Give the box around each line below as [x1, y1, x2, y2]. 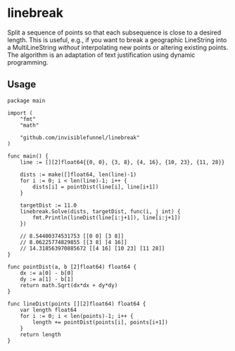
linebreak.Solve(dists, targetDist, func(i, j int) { [20, 208, 181, 215]
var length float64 [20, 306, 77, 314]
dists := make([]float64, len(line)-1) [20, 171, 137, 178]
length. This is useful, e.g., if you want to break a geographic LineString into [7, 35, 227, 44]
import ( [7, 109, 33, 117]
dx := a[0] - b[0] [20, 269, 74, 276]
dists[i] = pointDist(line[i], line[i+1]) [32, 183, 159, 191]
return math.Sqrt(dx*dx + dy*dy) [20, 281, 118, 289]
